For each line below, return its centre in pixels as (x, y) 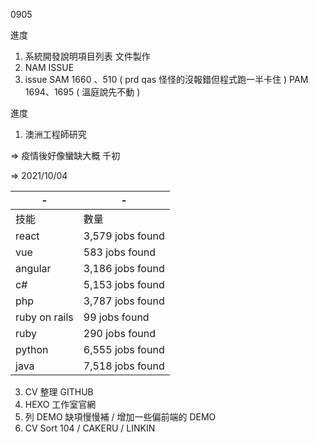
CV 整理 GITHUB (59, 392)
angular (33, 268)
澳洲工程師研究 (55, 134)
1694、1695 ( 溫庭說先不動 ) (82, 92)
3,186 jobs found (124, 268)
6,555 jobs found (124, 349)
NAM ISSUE (49, 67)
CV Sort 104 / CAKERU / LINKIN (90, 428)
